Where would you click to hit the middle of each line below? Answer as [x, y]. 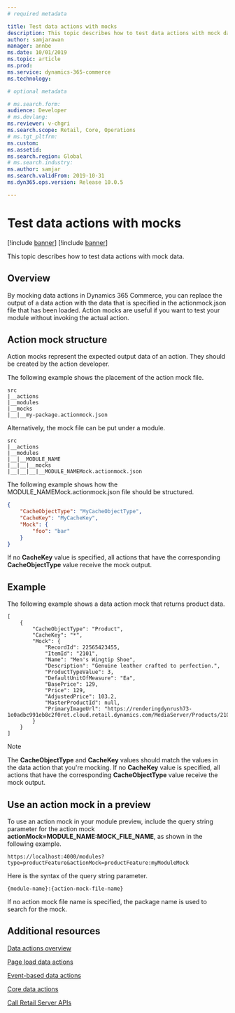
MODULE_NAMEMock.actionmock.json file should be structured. [101, 492]
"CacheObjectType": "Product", [78, 629]
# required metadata [37, 14]
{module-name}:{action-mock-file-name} [65, 889]
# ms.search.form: [34, 104]
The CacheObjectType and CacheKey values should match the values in [113, 760]
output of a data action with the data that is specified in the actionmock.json [117, 303]
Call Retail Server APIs [40, 1002]
